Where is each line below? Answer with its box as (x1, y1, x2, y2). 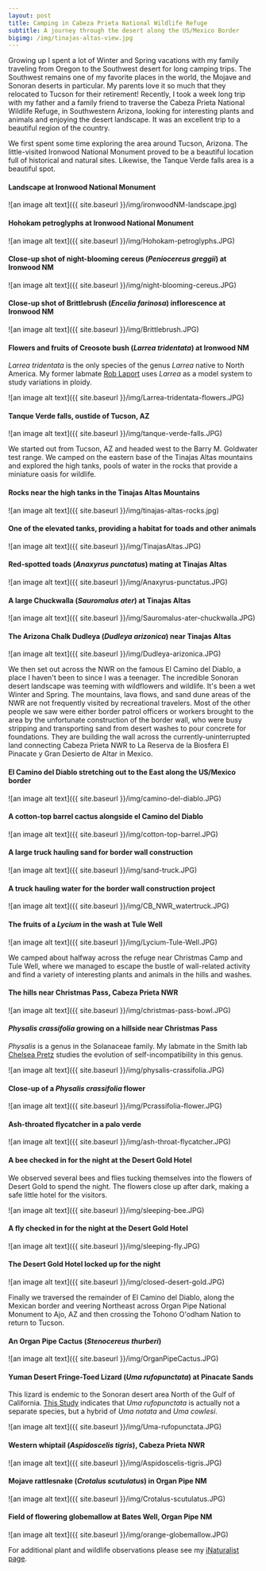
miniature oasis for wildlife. (8, 470, 97, 479)
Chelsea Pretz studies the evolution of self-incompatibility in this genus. (8, 1050, 244, 1059)
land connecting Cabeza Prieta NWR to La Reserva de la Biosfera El (8, 741, 229, 750)
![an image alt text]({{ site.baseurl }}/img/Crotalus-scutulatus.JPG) (8, 1494, 226, 1503)
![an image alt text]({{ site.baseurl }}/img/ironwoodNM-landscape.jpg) (8, 200, 237, 209)
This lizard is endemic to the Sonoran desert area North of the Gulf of (8, 1390, 236, 1399)
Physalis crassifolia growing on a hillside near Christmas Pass (8, 1023, 218, 1033)
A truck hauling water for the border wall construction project (8, 883, 216, 893)
